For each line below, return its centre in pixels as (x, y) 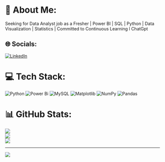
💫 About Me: (31, 10)
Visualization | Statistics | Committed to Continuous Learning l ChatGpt (77, 28)
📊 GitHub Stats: (39, 114)
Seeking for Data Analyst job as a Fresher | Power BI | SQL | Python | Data (80, 23)
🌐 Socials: (21, 44)
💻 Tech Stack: (35, 77)
